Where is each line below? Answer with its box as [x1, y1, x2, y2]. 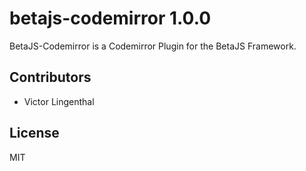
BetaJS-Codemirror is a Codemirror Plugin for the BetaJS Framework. [9, 40, 297, 52]
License [9, 125, 60, 142]
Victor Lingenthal [23, 95, 95, 107]
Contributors [9, 69, 92, 86]
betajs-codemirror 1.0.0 [9, 7, 212, 30]
